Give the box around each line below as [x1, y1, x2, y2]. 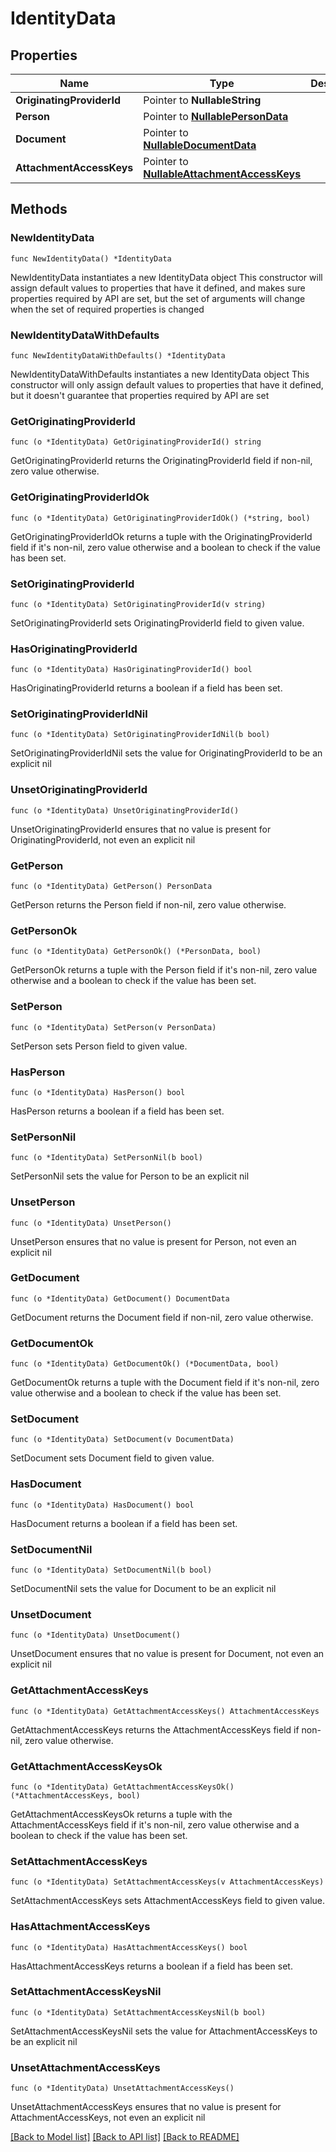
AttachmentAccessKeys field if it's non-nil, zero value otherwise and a [10, 1818, 300, 1831]
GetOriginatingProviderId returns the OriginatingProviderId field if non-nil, [10, 455, 313, 467]
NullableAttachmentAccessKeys [143, 167, 302, 181]
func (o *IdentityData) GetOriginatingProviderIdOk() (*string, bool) [10, 513, 311, 523]
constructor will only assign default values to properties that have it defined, [10, 378, 324, 391]
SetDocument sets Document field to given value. [10, 1452, 215, 1464]
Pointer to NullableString [143, 93, 262, 107]
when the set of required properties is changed [10, 303, 205, 315]
